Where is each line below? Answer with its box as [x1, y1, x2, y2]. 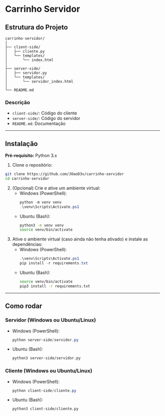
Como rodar [5, 302, 43, 310]
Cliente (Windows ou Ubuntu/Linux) [5, 367, 92, 374]
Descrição [5, 99, 30, 106]
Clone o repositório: [12, 162, 53, 168]
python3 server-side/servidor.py [12, 356, 81, 361]
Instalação [5, 139, 38, 148]
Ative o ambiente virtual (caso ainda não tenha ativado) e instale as [12, 236, 148, 242]
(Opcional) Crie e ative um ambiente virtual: [12, 185, 101, 191]
